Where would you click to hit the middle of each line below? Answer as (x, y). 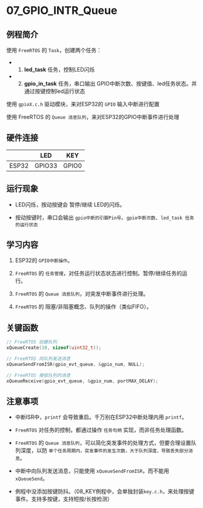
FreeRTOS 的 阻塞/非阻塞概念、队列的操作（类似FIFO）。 (83, 306)
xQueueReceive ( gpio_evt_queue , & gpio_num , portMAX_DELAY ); (82, 381)
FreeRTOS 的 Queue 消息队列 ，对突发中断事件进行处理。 (82, 294)
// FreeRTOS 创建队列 (32, 342)
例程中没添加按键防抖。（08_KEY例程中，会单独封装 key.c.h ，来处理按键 (105, 492)
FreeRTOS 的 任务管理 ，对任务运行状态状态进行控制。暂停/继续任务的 (98, 273)
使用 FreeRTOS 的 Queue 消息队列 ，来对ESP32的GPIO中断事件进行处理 (93, 117)
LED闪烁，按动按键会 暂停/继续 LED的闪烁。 (70, 205)
